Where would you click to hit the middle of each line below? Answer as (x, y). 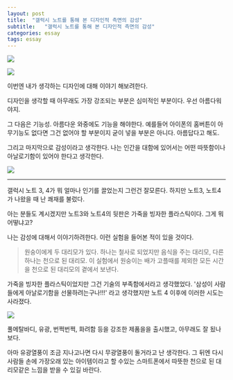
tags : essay (24, 40)
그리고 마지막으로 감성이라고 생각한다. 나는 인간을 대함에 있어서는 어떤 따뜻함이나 (116, 148)
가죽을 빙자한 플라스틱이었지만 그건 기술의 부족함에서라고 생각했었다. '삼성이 (110, 284)
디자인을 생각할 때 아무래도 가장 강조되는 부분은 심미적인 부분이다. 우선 (102, 101)
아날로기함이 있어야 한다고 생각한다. (55, 156)
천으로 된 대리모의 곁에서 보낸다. (75, 269)
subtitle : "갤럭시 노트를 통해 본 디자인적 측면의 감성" (81, 26)
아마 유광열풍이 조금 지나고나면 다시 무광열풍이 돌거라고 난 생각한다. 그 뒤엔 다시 (115, 353)
